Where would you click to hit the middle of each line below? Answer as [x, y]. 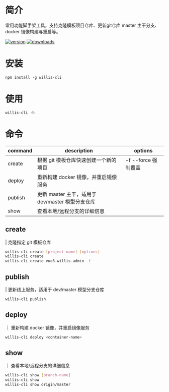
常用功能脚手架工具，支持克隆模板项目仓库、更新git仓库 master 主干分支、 [82, 25]
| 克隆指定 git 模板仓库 [28, 242]
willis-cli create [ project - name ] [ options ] [53, 252]
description [79, 150]
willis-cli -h [20, 113]
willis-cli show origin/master [38, 385]
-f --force [138, 160]
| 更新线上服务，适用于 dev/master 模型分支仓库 [55, 290]
